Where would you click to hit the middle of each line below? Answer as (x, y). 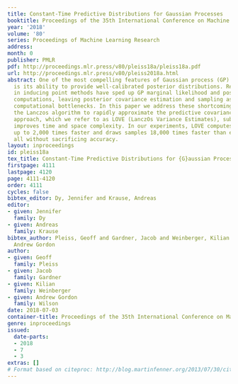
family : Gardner (38, 277)
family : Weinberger (42, 290)
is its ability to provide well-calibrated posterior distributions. (118, 86)
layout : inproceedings (41, 146)
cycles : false (28, 192)
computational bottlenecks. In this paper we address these (104, 106)
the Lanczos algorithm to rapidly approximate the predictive (107, 113)
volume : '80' (27, 34)
